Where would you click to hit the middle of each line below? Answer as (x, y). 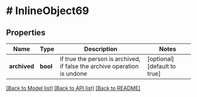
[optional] (161, 59)
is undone (73, 73)
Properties (26, 33)
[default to (162, 66)
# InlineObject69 (47, 11)
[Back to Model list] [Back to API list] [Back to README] (73, 88)
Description (101, 49)
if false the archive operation (99, 66)
